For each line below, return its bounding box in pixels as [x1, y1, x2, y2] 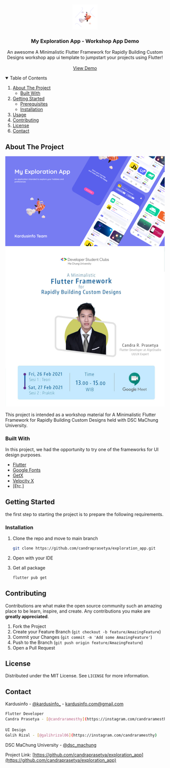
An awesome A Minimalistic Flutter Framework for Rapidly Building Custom [7, 49, 163, 55]
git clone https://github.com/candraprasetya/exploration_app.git [12, 546, 156, 551]
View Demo [73, 65, 97, 71]
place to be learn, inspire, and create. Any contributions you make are [5, 608, 151, 614]
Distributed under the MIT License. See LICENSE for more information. [5, 673, 149, 679]
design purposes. [5, 452, 42, 458]
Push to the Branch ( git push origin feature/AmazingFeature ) [12, 639, 143, 645]
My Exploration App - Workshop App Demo [31, 37, 139, 45]
